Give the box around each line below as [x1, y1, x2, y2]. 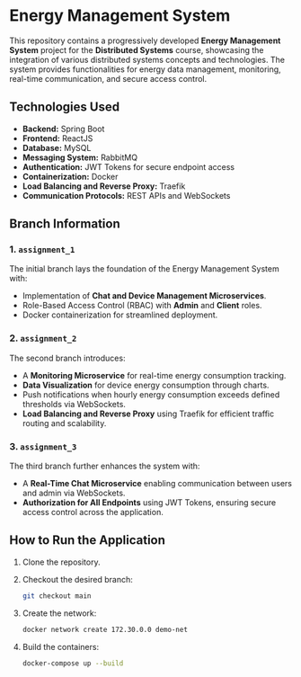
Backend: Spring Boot [22, 123, 105, 134]
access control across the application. [22, 507, 164, 518]
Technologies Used [9, 100, 120, 115]
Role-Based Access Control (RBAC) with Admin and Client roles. [22, 300, 262, 311]
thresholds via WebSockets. [22, 398, 126, 409]
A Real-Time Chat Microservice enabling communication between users [22, 478, 292, 489]
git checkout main [22, 591, 92, 601]
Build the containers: [22, 641, 100, 652]
